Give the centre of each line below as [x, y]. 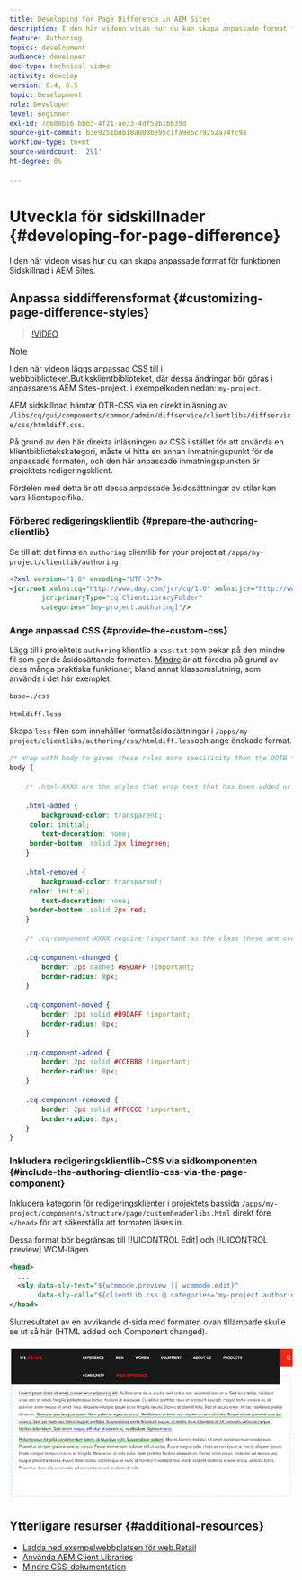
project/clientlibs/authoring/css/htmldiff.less [102, 741]
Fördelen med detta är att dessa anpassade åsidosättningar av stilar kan [143, 488]
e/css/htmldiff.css [46, 426]
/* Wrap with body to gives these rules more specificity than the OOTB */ [154, 759]
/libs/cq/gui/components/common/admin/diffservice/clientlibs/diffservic [151, 416]
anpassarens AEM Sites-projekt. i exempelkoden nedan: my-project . [135, 388]
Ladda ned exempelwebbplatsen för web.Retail [109, 1548]
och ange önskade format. [243, 741]
